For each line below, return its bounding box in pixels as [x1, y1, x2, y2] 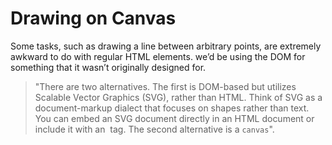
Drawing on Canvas [10, 7, 177, 30]
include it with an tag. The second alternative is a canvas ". [34, 123, 275, 135]
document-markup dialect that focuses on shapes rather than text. [34, 102, 310, 114]
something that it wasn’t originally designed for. [10, 61, 207, 73]
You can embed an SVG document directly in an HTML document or [34, 112, 315, 124]
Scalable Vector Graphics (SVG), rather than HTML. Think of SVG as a [34, 91, 323, 103]
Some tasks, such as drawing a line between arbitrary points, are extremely [10, 40, 322, 52]
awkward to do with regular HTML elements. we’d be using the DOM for [10, 50, 306, 62]
